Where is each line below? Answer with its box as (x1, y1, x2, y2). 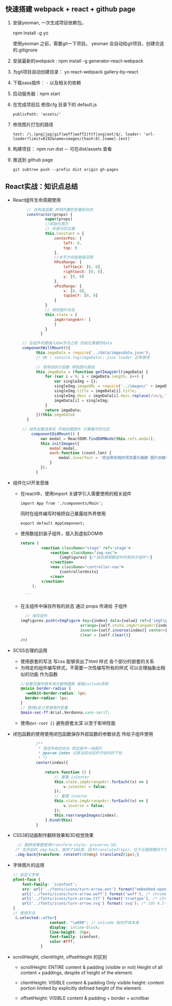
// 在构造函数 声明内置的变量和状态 (26, 207, 93, 212)
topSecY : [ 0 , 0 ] (63, 293, 98, 298)
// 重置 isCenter (54, 774, 90, 780)
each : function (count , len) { (49, 450, 112, 456)
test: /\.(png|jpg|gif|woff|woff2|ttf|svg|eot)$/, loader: (12, 132, 142, 137)
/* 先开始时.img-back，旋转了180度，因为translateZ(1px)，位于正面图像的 (15, 847, 160, 852)
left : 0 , (63, 241, 82, 246)
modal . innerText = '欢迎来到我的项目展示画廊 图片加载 (58, 455, 166, 461)
